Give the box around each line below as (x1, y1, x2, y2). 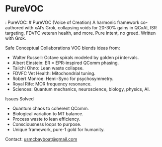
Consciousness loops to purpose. (12, 121, 81, 127)
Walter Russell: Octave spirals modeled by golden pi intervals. (12, 54, 139, 60)
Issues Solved (5, 95, 34, 102)
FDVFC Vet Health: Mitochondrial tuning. (12, 70, 96, 76)
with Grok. (5, 35, 26, 41)
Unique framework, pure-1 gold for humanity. (12, 126, 105, 132)
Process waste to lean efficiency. (12, 116, 81, 122)
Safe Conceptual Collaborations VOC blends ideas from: (5, 45, 120, 51)
